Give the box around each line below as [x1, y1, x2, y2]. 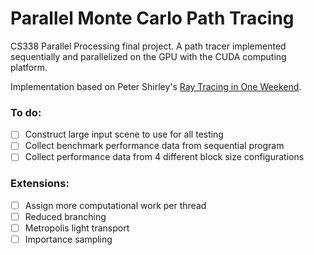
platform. [10, 61, 48, 73]
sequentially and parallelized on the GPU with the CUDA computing [10, 50, 287, 62]
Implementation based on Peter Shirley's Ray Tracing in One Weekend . [10, 80, 302, 92]
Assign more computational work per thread [24, 199, 207, 211]
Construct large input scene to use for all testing [24, 128, 224, 141]
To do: [10, 105, 42, 119]
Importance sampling [24, 233, 113, 245]
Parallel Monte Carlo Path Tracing [10, 7, 295, 30]
